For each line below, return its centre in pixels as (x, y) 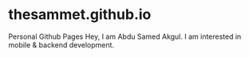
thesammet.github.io (80, 15)
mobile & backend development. (61, 44)
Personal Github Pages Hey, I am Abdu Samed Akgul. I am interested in (125, 36)
